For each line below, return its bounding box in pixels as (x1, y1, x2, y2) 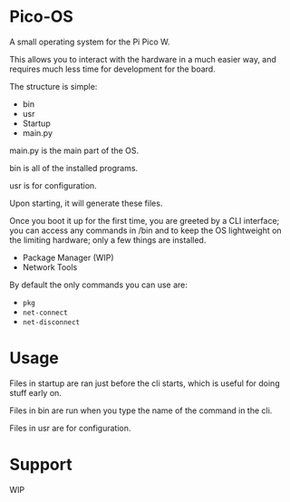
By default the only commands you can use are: (9, 279, 188, 290)
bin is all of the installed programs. (9, 162, 139, 173)
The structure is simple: (9, 81, 98, 92)
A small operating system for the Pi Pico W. (9, 36, 170, 47)
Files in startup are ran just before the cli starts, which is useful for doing (9, 378, 280, 389)
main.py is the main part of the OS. (9, 145, 140, 156)
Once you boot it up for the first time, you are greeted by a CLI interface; (9, 215, 280, 226)
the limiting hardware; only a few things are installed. (9, 234, 207, 246)
